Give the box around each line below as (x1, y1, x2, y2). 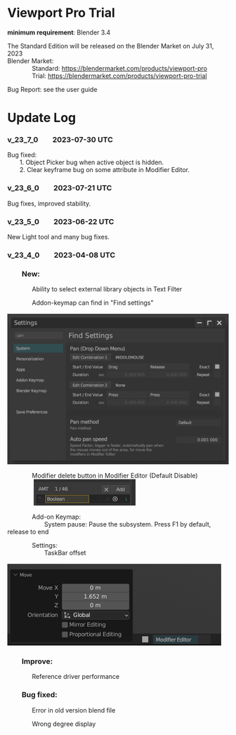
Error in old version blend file (32, 706, 116, 714)
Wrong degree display (32, 720, 96, 728)
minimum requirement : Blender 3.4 (7, 28, 111, 37)
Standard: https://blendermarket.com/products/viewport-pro (32, 64, 207, 72)
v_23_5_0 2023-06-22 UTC (7, 216, 114, 226)
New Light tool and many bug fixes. (7, 233, 110, 241)
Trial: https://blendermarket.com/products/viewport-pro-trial (32, 72, 207, 80)
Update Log (7, 110, 77, 126)
